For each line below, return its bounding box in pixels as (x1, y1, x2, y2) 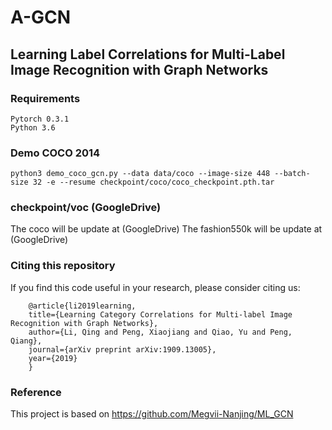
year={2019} (28, 353, 78, 363)
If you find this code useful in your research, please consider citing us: (10, 281, 301, 293)
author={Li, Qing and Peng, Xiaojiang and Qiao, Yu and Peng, (28, 327, 293, 337)
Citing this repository (10, 259, 116, 273)
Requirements (10, 91, 81, 105)
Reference (10, 385, 62, 399)
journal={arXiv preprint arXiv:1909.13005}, (28, 344, 217, 355)
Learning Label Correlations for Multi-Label (10, 46, 286, 63)
